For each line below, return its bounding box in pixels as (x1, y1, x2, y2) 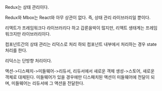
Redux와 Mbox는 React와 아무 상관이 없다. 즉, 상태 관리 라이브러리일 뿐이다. (5, 15, 151, 20)
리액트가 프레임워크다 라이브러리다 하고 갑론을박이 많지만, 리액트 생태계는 (5, 25, 145, 31)
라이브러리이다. (21, 31, 51, 36)
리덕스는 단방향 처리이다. (5, 58, 52, 63)
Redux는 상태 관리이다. (5, 4, 49, 10)
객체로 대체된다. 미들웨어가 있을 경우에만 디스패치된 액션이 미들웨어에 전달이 (5, 74, 150, 80)
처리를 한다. (5, 48, 28, 53)
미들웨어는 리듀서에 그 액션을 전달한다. (11, 80, 84, 86)
